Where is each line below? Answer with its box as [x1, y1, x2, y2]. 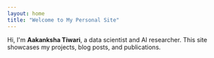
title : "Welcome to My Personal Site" [7, 17, 120, 23]
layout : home [7, 10, 45, 17]
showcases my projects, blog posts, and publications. [7, 43, 161, 51]
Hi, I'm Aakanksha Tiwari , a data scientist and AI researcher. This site [7, 35, 208, 43]
